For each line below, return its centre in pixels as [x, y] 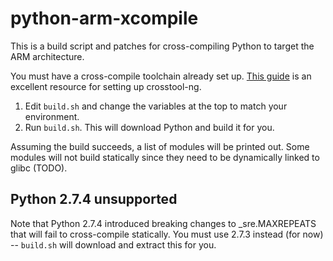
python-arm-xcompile [104, 18]
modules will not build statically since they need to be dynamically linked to [165, 157]
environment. [52, 116]
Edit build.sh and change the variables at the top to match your [156, 106]
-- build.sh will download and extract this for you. [113, 244]
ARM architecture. [47, 56]
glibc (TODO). [39, 168]
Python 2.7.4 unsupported [94, 199]
